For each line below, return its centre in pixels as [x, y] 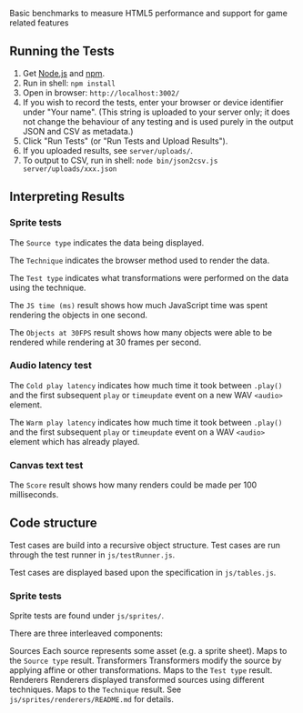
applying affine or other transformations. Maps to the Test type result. [141, 670]
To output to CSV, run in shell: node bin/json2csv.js [120, 160]
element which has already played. [75, 441]
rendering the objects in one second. [79, 315]
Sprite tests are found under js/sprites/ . [87, 616]
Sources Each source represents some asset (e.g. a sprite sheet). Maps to [148, 651]
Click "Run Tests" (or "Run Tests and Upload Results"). [125, 141]
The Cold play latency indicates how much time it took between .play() [146, 385]
